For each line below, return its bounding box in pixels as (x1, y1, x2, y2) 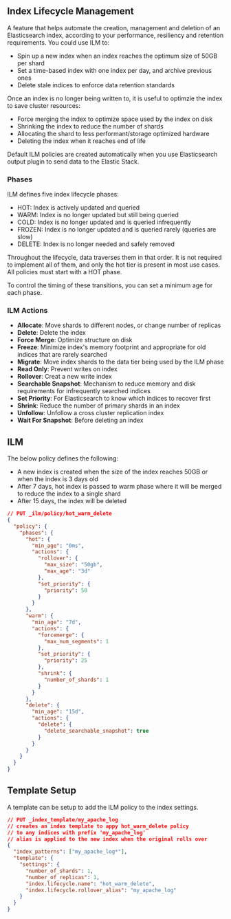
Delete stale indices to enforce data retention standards (16, 80, 175, 89)
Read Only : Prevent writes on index (16, 365, 118, 373)
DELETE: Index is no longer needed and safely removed (16, 240, 175, 248)
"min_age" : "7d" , (32, 619, 81, 626)
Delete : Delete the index (16, 329, 86, 337)
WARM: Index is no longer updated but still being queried (16, 211, 179, 219)
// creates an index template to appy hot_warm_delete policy (7, 823, 189, 830)
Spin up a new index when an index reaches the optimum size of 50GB (16, 52, 218, 60)
